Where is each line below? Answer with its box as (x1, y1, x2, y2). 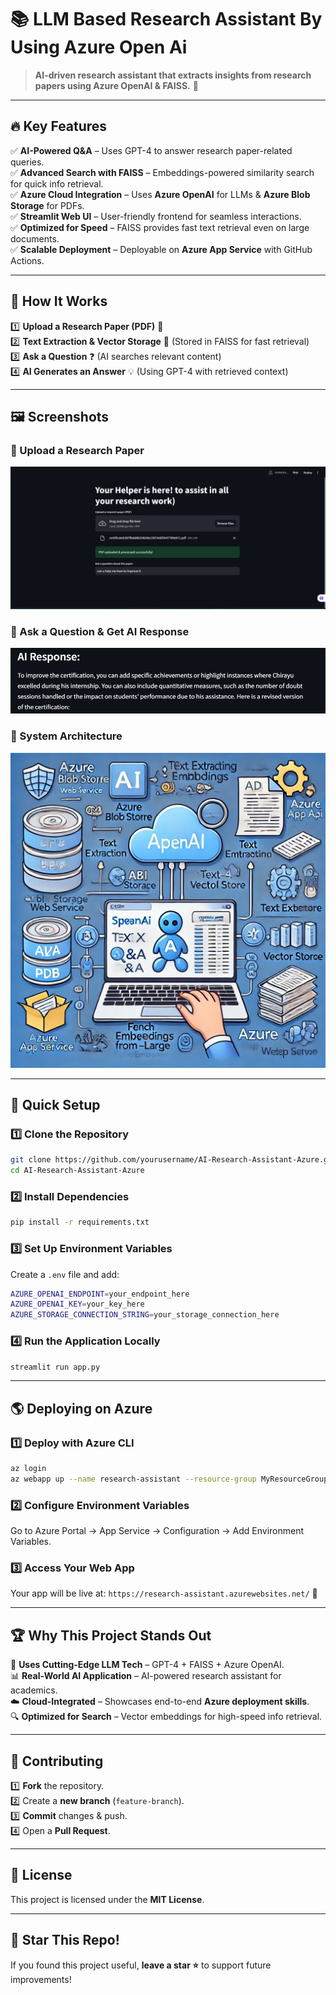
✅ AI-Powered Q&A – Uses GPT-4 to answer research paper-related (10, 144, 293, 156)
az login (10, 1464, 47, 1474)
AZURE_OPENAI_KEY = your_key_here (10, 1299, 145, 1310)
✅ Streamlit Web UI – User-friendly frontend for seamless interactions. (10, 210, 302, 222)
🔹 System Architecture (10, 729, 123, 743)
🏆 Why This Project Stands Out (10, 1627, 212, 1644)
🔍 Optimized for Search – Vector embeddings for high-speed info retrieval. (10, 1711, 323, 1723)
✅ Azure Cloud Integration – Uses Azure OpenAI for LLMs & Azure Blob (10, 188, 311, 200)
